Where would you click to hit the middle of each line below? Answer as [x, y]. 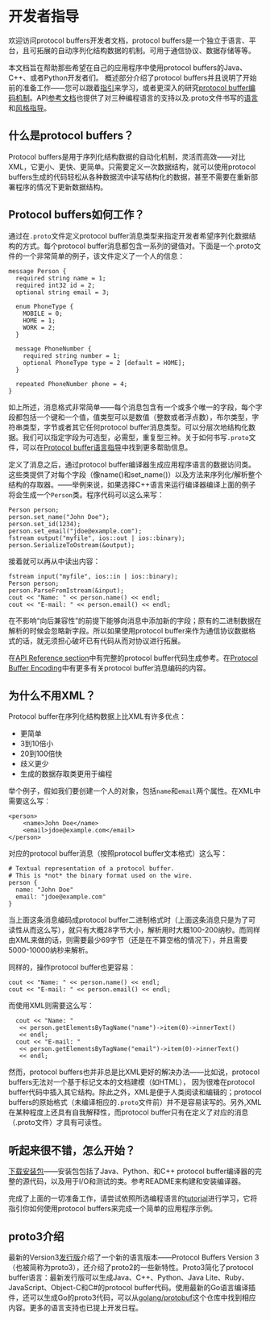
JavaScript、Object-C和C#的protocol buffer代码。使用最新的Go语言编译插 [132, 1287]
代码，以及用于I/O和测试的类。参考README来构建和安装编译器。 [137, 1181]
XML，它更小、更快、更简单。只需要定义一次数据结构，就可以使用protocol [132, 167]
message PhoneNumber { [54, 349]
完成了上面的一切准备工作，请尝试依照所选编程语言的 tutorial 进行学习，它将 [133, 1198]
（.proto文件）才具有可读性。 [57, 1123]
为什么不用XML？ [52, 695]
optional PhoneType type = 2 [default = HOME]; [104, 363]
